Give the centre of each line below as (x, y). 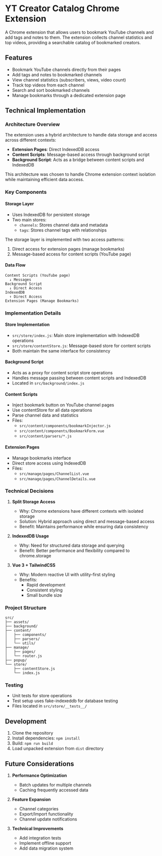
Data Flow (15, 265)
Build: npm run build (32, 743)
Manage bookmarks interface (41, 458)
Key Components (26, 192)
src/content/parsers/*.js (45, 436)
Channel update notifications (48, 819)
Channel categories (39, 809)
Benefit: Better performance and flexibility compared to (74, 550)
